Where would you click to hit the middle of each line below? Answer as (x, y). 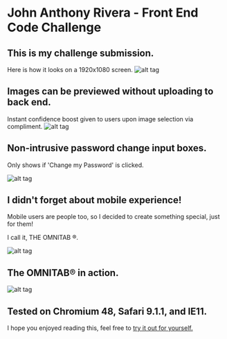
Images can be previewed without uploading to (110, 92)
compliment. (25, 126)
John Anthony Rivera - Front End (103, 13)
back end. (29, 102)
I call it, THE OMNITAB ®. (43, 238)
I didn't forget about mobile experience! (94, 200)
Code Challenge (54, 27)
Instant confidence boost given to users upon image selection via (100, 119)
